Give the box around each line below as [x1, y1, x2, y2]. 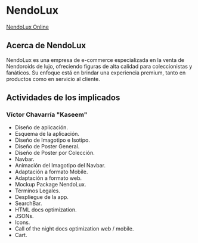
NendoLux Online [6, 23, 49, 30]
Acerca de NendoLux [6, 40, 86, 51]
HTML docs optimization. [14, 206, 77, 213]
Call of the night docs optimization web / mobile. [14, 225, 134, 232]
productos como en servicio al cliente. [6, 75, 100, 82]
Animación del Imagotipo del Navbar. [14, 162, 106, 169]
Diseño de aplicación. [14, 124, 69, 131]
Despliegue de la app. [14, 194, 69, 201]
